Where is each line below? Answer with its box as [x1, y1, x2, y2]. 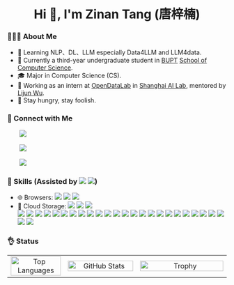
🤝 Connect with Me [7, 114, 73, 123]
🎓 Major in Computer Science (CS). [17, 71, 122, 80]
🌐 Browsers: [17, 193, 54, 202]
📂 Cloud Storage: [17, 202, 67, 210]
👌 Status [7, 236, 39, 246]
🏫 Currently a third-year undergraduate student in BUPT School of [17, 56, 208, 65]
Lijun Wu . [17, 88, 45, 98]
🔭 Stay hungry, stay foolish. [17, 96, 96, 105]
